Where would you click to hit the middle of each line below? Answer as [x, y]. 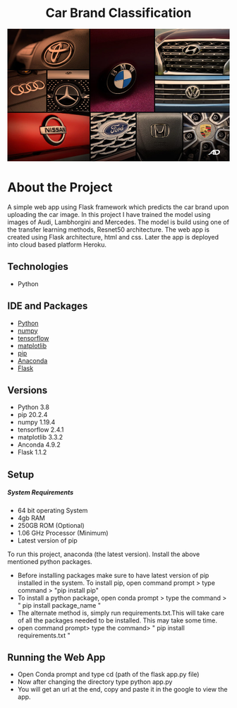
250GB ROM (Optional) [51, 525]
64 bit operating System [53, 510]
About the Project [60, 188]
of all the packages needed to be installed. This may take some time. [117, 620]
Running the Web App [56, 657]
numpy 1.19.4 [36, 423]
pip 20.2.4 [32, 415]
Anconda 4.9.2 [39, 445]
